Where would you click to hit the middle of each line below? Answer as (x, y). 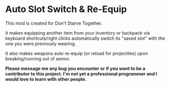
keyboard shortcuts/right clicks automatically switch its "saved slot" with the (85, 38)
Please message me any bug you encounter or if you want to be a (75, 68)
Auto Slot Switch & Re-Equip (66, 9)
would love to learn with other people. (46, 79)
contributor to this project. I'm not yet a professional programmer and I (81, 73)
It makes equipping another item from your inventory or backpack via (78, 33)
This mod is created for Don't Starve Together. (54, 23)
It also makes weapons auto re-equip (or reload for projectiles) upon (77, 53)
